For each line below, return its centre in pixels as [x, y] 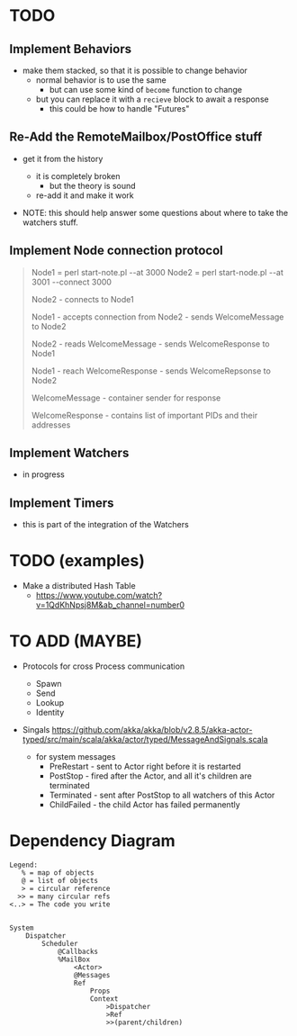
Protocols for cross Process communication [103, 666]
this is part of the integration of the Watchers [105, 525]
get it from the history [63, 158]
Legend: [24, 865]
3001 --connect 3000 [72, 282]
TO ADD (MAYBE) [76, 641]
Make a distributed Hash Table [79, 586]
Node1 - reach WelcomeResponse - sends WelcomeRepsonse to [151, 371]
